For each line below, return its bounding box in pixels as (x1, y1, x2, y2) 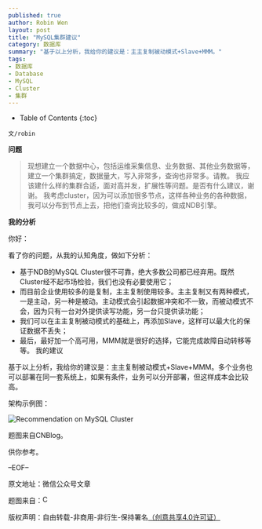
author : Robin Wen (8, 19, 68, 27)
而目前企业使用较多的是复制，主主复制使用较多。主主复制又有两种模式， (19, 287, 253, 297)
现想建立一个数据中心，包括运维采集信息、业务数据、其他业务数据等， (27, 162, 255, 171)
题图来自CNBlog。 (8, 431, 68, 440)
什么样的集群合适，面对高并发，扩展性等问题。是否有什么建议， (41, 181, 248, 191)
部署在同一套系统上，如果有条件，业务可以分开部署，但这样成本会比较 (21, 372, 249, 381)
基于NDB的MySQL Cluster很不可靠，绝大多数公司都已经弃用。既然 (19, 268, 235, 277)
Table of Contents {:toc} (19, 113, 98, 122)
